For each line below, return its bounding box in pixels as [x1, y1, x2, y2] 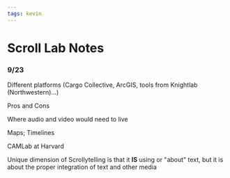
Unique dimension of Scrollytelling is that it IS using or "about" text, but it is [7, 156, 224, 164]
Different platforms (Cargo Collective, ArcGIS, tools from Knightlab [7, 81, 198, 89]
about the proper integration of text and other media [7, 163, 157, 171]
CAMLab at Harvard [7, 142, 64, 150]
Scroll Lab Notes [7, 40, 105, 56]
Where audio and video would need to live [7, 115, 128, 124]
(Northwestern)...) [7, 88, 59, 97]
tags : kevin [7, 10, 42, 17]
